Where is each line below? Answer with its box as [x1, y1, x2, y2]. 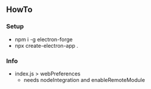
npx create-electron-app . [14, 42, 78, 49]
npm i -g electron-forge [14, 35, 73, 43]
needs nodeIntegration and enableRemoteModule [23, 76, 146, 83]
